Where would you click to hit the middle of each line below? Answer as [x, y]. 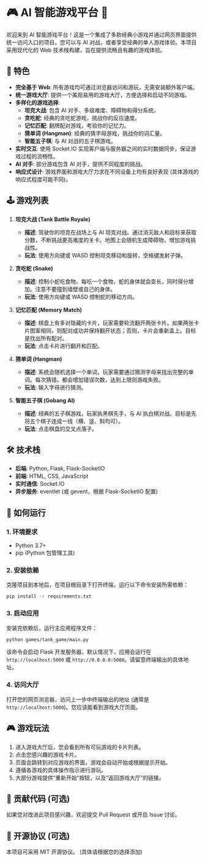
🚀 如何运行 [26, 512]
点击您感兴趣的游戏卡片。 [47, 754]
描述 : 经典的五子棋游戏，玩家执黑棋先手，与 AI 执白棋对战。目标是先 [110, 413]
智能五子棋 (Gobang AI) [45, 400]
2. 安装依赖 [23, 570]
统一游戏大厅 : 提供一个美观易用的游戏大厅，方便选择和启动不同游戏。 [102, 95]
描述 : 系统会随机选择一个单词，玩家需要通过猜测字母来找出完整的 [106, 372]
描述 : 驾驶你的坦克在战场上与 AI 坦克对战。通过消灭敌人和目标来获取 [110, 232]
